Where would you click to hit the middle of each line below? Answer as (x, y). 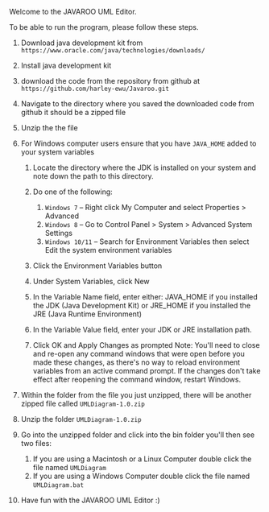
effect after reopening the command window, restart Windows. (137, 379)
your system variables (58, 152)
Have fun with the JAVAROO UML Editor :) (90, 500)
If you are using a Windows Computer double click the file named (141, 476)
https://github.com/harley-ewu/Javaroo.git (95, 89)
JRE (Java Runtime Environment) (87, 314)
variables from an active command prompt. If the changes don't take (147, 371)
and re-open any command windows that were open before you (139, 354)
